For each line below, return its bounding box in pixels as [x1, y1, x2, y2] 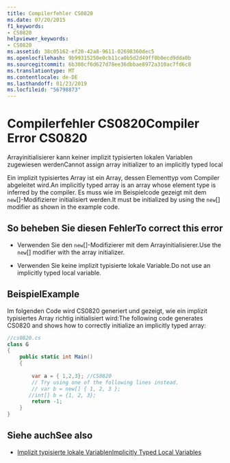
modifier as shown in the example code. [7, 203, 120, 211]
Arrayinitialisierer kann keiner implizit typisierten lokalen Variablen [7, 153, 193, 162]
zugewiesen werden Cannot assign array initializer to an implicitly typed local [7, 160, 223, 168]
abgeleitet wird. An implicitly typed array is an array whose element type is [7, 181, 216, 189]
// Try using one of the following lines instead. [31, 379, 179, 386]
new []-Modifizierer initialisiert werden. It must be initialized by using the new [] [7, 196, 220, 204]
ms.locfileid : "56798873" [7, 86, 81, 93]
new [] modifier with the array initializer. [16, 248, 125, 256]
